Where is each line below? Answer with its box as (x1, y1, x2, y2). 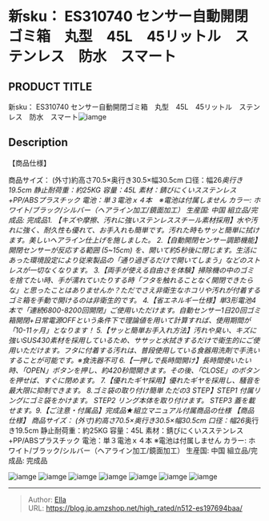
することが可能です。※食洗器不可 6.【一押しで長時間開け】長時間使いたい (8, 355, 252, 365)
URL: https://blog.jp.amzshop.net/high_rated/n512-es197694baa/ (27, 503, 243, 513)
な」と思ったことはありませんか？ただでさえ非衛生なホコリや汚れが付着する (8, 285, 261, 295)
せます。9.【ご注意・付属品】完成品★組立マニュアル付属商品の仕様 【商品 (8, 406, 255, 415)
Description (8, 135, 68, 149)
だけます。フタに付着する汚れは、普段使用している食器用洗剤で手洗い (29, 345, 260, 355)
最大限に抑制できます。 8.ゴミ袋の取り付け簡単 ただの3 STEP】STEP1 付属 (8, 386, 254, 395)
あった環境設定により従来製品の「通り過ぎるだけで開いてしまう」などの (8, 255, 247, 265)
